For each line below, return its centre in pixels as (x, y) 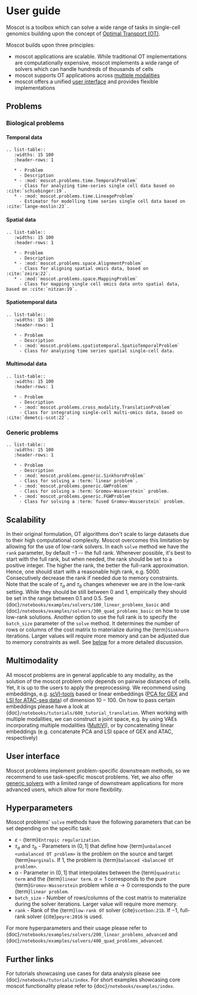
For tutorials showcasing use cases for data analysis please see (83, 974)
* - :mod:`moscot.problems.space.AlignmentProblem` (79, 263)
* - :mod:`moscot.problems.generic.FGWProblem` (73, 497)
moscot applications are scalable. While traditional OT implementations (101, 56)
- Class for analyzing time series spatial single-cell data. (97, 351)
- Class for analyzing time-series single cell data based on (97, 186)
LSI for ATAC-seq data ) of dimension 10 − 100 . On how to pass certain (91, 700)
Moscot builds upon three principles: (51, 45)
